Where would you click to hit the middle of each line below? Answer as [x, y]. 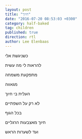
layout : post [18, 10]
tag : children [20, 28]
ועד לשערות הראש [22, 132]
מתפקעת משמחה [21, 75]
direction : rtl [20, 37]
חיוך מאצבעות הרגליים [25, 122]
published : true [21, 32]
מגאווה [11, 84]
